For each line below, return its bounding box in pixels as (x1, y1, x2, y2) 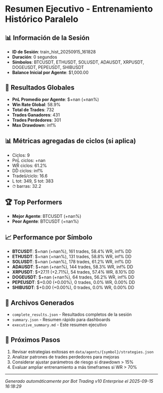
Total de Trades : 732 (12, 107, 54, 113)
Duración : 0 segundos (12, 54, 57, 60)
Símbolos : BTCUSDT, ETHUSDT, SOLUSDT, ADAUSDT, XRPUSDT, (12, 59, 145, 65)
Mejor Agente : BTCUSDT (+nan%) (12, 213, 81, 219)
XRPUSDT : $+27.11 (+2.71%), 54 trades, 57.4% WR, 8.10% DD (12, 269, 135, 275)
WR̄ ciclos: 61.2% (12, 163, 47, 168)
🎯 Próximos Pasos (5, 336, 61, 344)
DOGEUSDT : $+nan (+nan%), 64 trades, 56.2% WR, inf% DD (12, 274, 135, 280)
